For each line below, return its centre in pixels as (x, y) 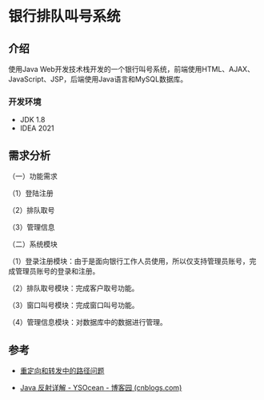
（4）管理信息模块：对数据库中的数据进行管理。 (88, 322)
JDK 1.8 (32, 120)
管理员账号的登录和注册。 (57, 271)
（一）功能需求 (33, 176)
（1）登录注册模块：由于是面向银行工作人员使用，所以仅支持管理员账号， (129, 262)
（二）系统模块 (33, 244)
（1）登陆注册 (31, 194)
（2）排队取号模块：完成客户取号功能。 (74, 288)
